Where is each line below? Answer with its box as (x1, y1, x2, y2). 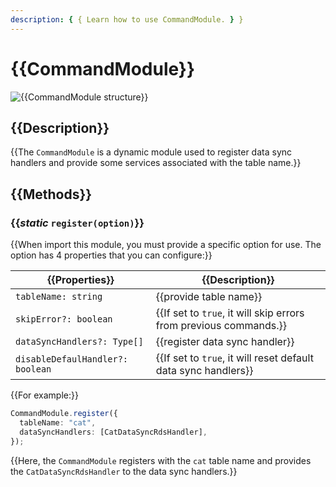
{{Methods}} (10, 186, 93, 203)
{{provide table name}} (155, 290, 263, 304)
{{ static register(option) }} (10, 216, 145, 230)
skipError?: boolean (15, 314, 113, 325)
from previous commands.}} (155, 319, 287, 333)
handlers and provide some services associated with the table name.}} (10, 157, 302, 169)
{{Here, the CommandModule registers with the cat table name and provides (10, 454, 312, 466)
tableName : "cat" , (19, 417, 97, 428)
